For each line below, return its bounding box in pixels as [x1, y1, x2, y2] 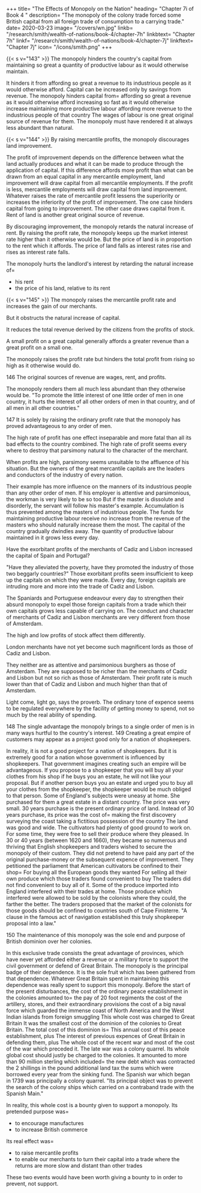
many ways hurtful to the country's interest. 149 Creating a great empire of [6, 730, 191, 736]
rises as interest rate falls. [6, 249, 70, 255]
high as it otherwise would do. [6, 362, 81, 369]
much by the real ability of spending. [6, 712, 97, 718]
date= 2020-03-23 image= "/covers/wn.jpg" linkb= [6, 24, 133, 31]
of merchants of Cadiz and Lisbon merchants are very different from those [6, 614, 190, 621]
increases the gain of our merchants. [6, 303, 97, 310]
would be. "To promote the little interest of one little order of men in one [6, 392, 184, 398]
